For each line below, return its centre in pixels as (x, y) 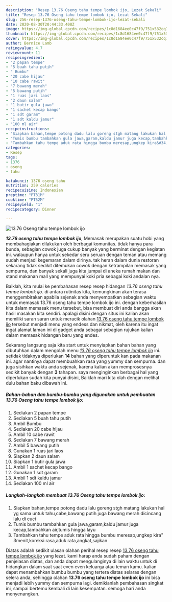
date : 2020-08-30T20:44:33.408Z (40, 24)
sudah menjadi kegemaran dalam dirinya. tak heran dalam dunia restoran (82, 260)
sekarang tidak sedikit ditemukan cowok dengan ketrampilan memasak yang (86, 265)
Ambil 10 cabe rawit (34, 434)
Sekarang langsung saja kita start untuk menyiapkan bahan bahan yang (81, 345)
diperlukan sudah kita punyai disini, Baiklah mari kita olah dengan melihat (83, 377)
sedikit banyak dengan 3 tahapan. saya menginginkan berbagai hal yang (82, 372)
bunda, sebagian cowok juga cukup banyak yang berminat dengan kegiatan (85, 249)
